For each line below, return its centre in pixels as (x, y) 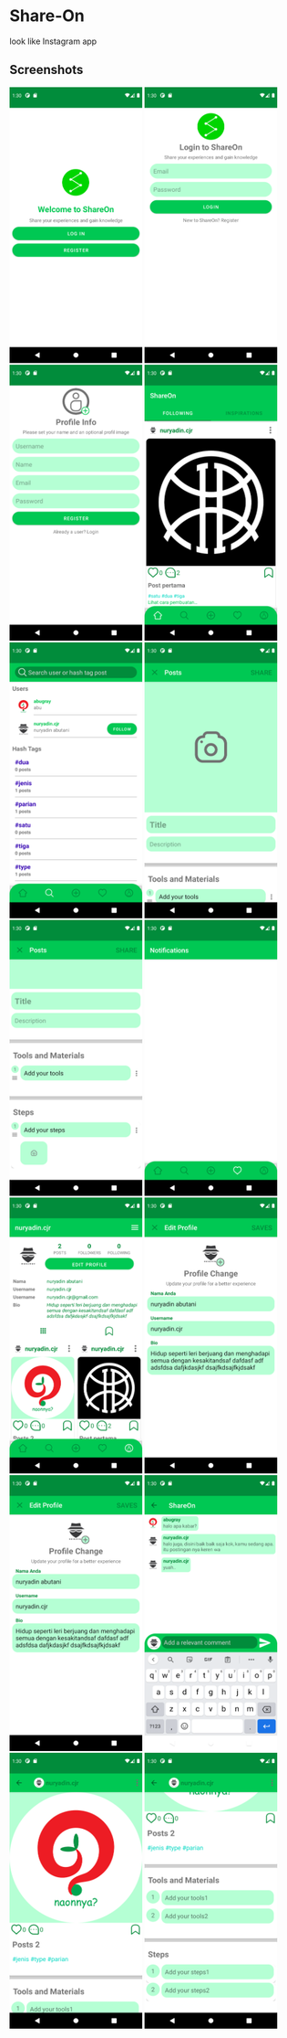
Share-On (47, 16)
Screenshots (46, 70)
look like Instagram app (53, 41)
